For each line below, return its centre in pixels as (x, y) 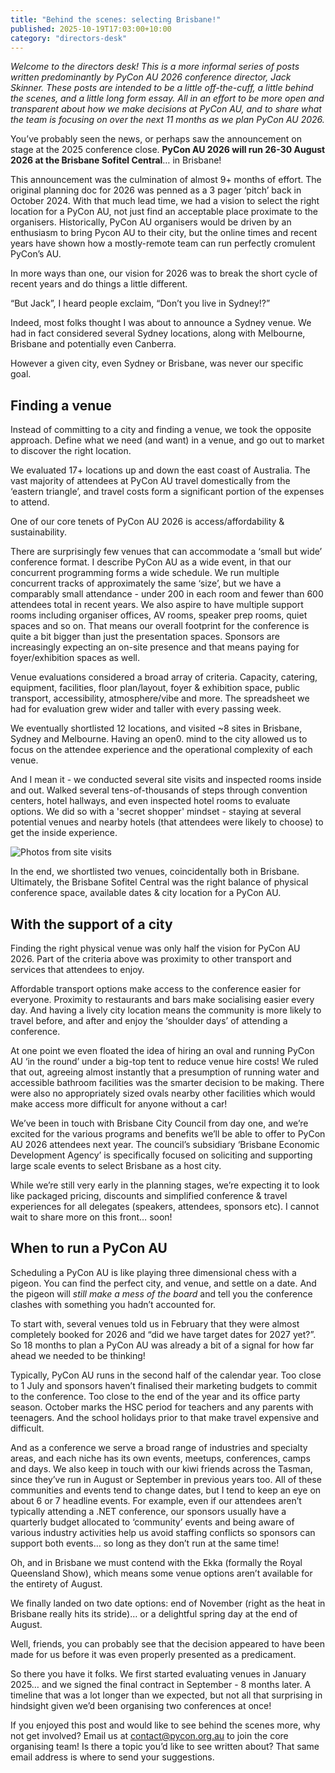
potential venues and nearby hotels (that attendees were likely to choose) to (167, 822)
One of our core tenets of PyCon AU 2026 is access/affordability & (147, 522)
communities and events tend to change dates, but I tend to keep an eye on (166, 1490)
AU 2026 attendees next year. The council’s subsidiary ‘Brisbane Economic (165, 1144)
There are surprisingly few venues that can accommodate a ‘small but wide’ (166, 552)
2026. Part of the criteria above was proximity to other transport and (151, 959)
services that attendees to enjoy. (77, 969)
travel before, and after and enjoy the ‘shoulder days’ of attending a (149, 1020)
